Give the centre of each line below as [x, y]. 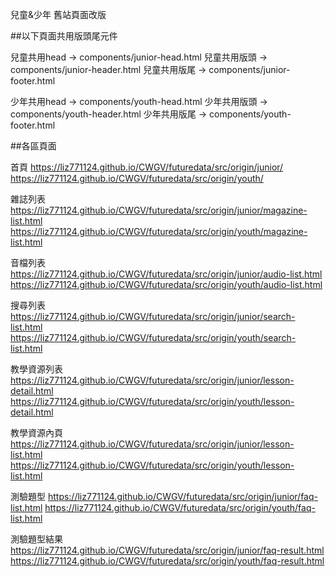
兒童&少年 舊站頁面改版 [58, 14]
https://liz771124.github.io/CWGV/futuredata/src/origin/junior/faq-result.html [167, 550]
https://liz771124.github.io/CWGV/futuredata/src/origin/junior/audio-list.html [166, 274]
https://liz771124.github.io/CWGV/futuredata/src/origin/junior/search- [153, 316]
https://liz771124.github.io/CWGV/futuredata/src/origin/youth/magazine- [159, 231]
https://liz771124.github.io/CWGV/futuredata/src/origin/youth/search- [153, 337]
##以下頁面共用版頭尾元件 [64, 36]
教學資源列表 [36, 369]
